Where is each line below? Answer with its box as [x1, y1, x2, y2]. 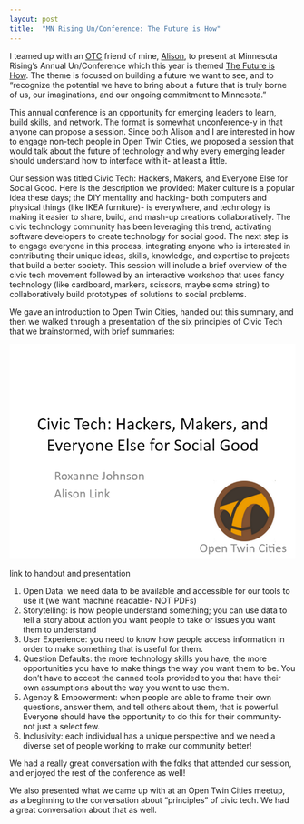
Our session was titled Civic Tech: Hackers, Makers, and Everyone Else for [9, 173, 289, 184]
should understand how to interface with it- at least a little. [9, 155, 228, 166]
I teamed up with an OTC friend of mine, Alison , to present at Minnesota [9, 50, 279, 61]
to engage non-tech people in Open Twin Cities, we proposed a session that [9, 136, 295, 146]
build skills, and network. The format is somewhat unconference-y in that [9, 116, 283, 127]
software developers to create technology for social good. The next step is [9, 230, 289, 241]
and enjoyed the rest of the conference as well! [9, 767, 186, 778]
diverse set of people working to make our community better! [22, 739, 252, 750]
